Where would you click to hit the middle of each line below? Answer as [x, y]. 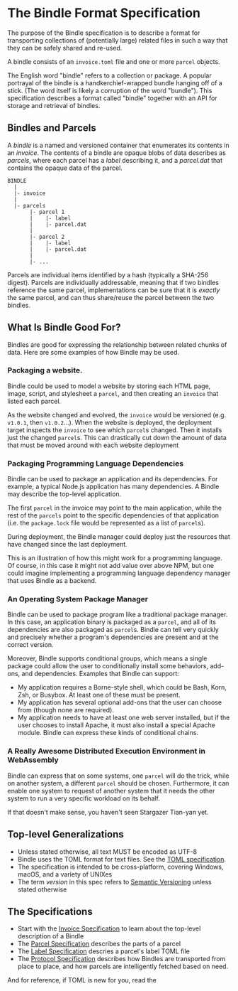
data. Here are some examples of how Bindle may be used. [93, 352]
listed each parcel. [34, 401]
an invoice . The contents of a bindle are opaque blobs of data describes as [117, 152]
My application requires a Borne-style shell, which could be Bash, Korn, [122, 687]
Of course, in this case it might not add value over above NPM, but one [111, 566]
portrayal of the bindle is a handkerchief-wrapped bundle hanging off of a [115, 82]
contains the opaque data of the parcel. [65, 168]
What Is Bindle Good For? [64, 327]
